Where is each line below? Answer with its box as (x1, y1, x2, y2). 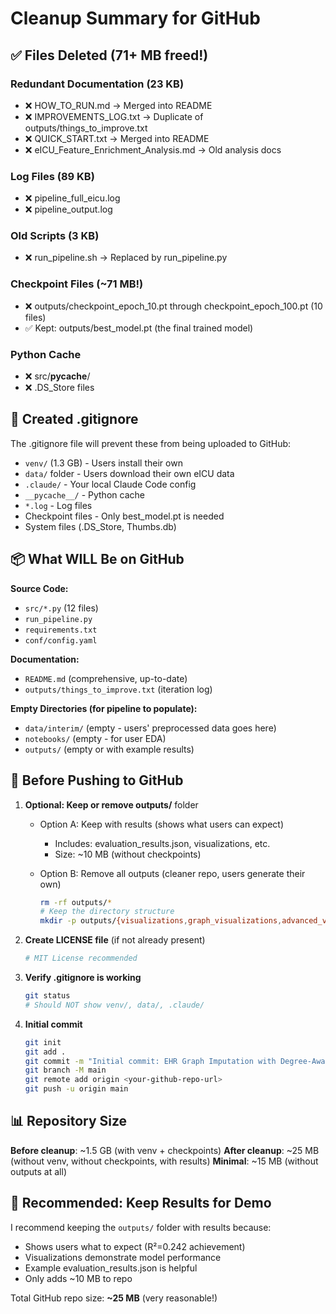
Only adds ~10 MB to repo (24, 1272, 133, 1284)
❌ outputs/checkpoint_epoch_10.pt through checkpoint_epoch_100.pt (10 (24, 300, 323, 312)
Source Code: (10, 582, 69, 594)
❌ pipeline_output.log (24, 203, 113, 216)
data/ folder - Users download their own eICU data (24, 467, 235, 479)
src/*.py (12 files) (24, 602, 99, 614)
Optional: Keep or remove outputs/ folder (24, 798, 199, 811)
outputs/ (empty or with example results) (24, 743, 195, 755)
